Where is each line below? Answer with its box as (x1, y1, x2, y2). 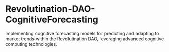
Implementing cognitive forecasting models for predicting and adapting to (5, 30, 159, 36)
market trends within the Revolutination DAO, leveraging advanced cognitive (5, 36, 164, 42)
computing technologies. (5, 41, 57, 47)
